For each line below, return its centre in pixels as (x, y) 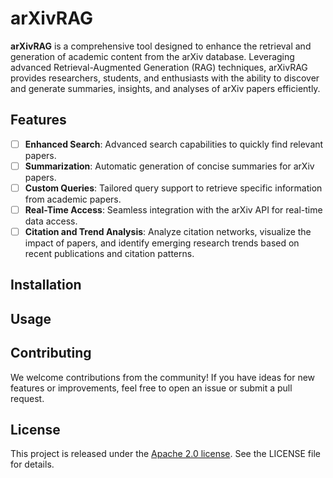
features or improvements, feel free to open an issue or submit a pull (151, 388)
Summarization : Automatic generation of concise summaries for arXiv (169, 166)
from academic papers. (73, 199)
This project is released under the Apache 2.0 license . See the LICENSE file (165, 454)
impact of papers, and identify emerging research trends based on (162, 243)
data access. (51, 221)
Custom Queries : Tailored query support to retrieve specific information (173, 188)
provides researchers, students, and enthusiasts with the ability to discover (165, 78)
